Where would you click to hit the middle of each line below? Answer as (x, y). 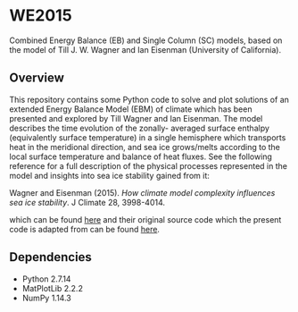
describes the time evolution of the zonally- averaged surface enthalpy (140, 128)
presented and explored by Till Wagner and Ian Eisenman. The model (136, 118)
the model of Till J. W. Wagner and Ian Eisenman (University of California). (145, 49)
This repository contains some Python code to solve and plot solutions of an (149, 99)
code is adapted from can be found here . (85, 229)
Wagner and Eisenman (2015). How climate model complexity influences (142, 192)
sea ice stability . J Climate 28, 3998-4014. (87, 202)
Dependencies (50, 257)
